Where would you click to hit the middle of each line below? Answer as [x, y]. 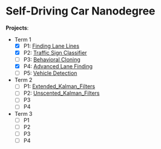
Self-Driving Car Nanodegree [80, 11]
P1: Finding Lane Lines [51, 46]
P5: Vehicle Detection [50, 73]
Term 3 [23, 113]
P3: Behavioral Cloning [52, 60]
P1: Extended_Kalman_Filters [59, 86]
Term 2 [23, 80]
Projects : [17, 28]
